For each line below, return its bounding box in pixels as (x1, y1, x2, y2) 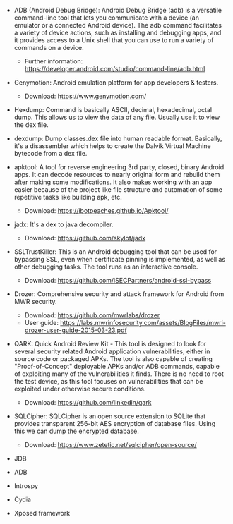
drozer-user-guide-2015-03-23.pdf (24, 326, 127, 334)
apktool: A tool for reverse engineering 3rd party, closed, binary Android (13, 163, 225, 171)
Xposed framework (13, 509, 71, 517)
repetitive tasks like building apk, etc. (13, 193, 122, 201)
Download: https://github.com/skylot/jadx (24, 234, 146, 242)
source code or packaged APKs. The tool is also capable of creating (13, 355, 213, 362)
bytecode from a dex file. (13, 150, 88, 157)
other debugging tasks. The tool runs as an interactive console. (13, 262, 198, 271)
